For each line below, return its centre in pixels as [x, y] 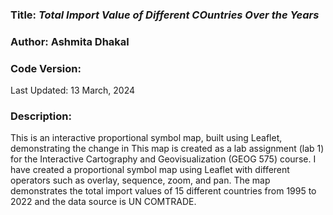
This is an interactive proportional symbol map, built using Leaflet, [146, 138]
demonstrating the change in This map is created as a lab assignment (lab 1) [167, 149]
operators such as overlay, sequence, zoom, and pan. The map [140, 180]
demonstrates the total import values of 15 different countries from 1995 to [163, 191]
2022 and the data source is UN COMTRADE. [103, 202]
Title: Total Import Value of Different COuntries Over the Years [165, 15]
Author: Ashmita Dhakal [70, 41]
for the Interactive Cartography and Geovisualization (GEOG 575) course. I [163, 159]
